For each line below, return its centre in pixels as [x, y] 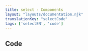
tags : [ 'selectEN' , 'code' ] [34, 24]
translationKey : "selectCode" [37, 19]
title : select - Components [34, 10]
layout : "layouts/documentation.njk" [44, 14]
